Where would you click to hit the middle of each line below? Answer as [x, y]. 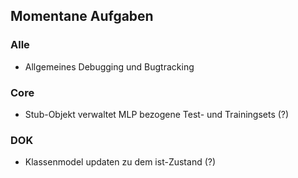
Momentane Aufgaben [82, 16]
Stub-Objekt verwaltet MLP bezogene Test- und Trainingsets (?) [157, 114]
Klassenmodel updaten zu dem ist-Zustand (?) [120, 162]
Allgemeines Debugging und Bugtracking [109, 66]
